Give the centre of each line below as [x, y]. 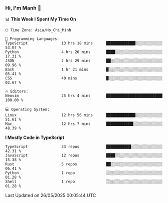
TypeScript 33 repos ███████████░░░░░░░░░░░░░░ [84, 147]
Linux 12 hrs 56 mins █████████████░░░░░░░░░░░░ [84, 115]
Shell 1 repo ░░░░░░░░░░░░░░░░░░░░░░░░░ [84, 182]
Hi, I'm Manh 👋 [23, 8]
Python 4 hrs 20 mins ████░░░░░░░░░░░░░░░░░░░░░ [84, 52]
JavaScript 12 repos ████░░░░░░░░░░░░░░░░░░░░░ [84, 155]
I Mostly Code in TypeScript [35, 137]
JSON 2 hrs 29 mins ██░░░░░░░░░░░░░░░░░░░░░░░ [84, 61]
